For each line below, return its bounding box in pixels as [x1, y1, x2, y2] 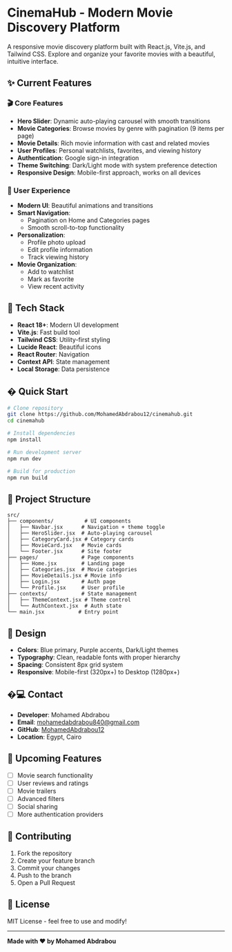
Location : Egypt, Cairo [17, 733, 81, 741]
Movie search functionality [17, 771, 93, 780]
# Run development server [7, 449, 81, 456]
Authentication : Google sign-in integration [17, 154, 139, 162]
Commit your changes [17, 863, 81, 872]
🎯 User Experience [7, 186, 70, 195]
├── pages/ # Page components [7, 554, 135, 562]
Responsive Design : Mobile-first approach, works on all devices [17, 168, 202, 177]
